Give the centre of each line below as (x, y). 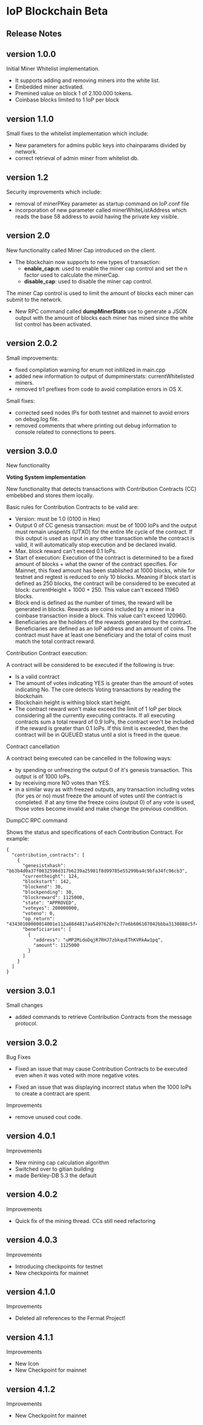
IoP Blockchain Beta (57, 11)
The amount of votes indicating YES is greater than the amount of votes (104, 683)
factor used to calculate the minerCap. (72, 275)
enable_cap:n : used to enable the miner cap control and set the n (106, 268)
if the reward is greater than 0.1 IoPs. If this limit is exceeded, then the (101, 728)
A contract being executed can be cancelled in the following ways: (89, 758)
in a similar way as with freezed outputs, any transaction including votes (105, 790)
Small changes (25, 1005)
